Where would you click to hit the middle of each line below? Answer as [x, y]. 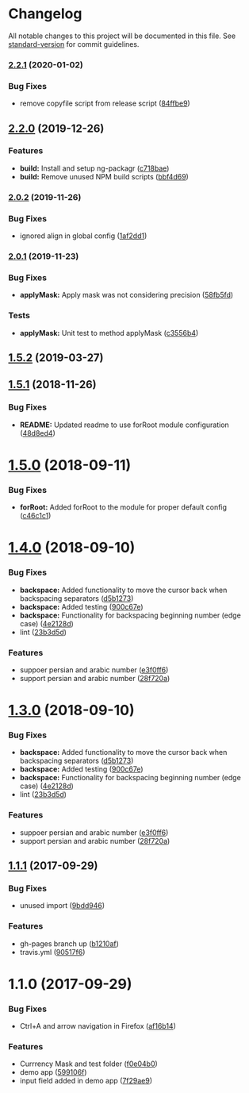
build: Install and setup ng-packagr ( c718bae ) [94, 168]
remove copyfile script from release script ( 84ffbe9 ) [105, 103]
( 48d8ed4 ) [37, 433]
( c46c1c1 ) [35, 516]
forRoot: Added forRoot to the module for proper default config [123, 507]
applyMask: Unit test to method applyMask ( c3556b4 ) [109, 333]
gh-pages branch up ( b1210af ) [69, 943]
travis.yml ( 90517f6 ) [52, 952]
